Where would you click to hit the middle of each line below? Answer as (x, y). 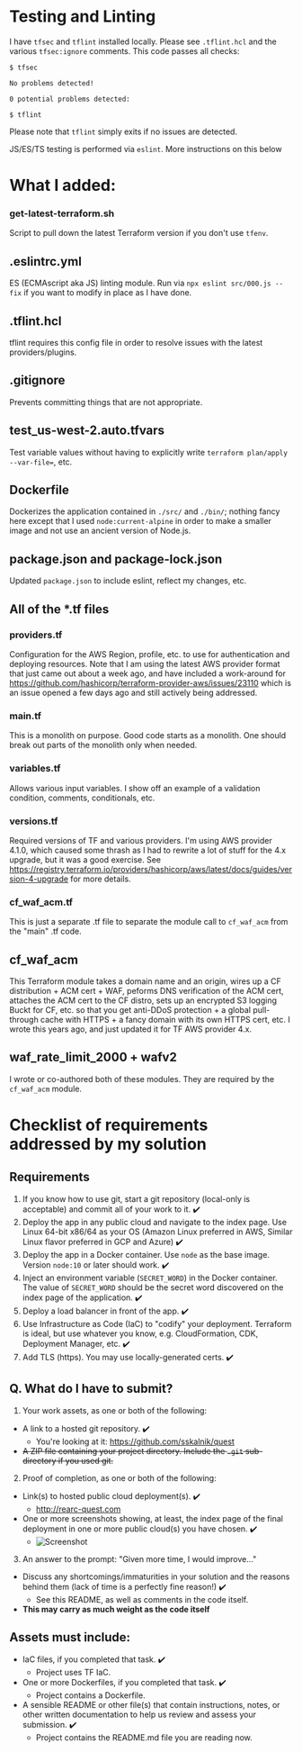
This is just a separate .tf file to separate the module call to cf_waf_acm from (149, 922)
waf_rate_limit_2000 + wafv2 (93, 1057)
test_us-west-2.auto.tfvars (87, 431)
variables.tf (35, 769)
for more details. (101, 879)
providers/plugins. (43, 352)
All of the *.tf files (59, 609)
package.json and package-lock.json (116, 559)
